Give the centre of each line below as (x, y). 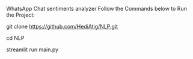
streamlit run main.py (32, 49)
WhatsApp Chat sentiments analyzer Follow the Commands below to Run (97, 9)
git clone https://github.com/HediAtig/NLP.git (62, 27)
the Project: (20, 15)
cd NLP (15, 38)
